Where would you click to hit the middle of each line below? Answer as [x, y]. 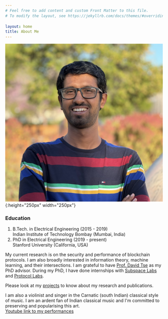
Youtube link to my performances [39, 311]
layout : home [19, 26]
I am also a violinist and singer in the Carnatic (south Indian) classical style [82, 295]
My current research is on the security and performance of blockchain [77, 254]
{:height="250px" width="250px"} [40, 205]
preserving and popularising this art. [42, 306]
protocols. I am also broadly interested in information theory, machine [77, 260]
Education [18, 218]
